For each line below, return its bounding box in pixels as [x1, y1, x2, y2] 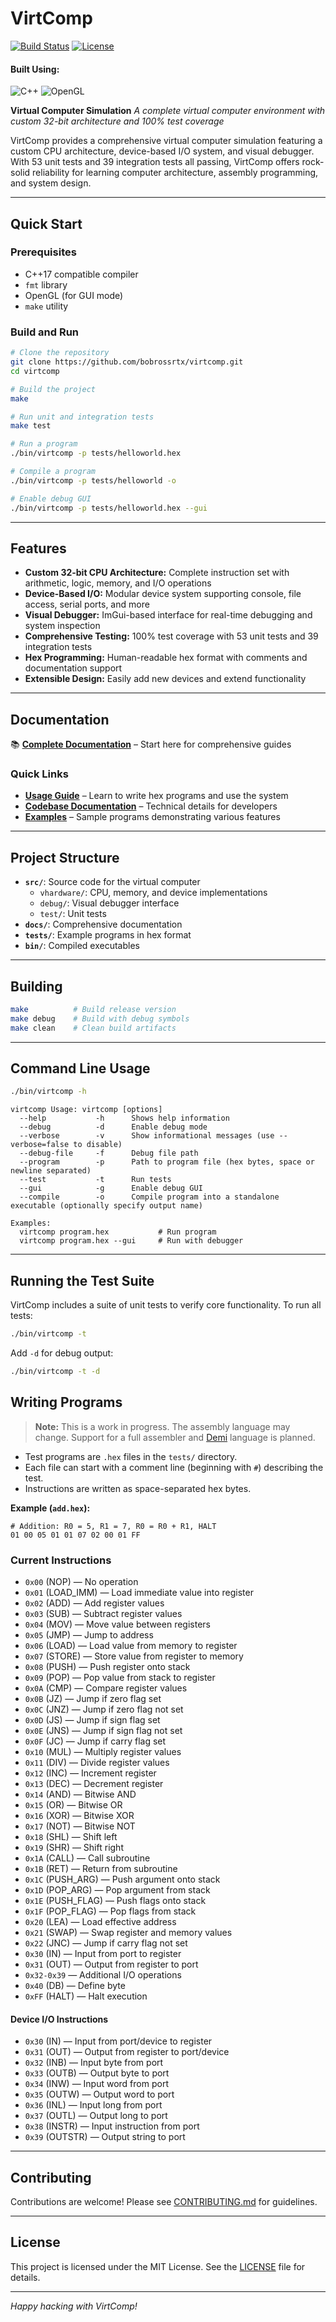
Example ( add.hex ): [10, 1502, 91, 1514]
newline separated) [10, 1166, 92, 1176]
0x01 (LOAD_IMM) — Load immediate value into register [24, 1587, 254, 1599]
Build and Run [10, 325, 80, 339]
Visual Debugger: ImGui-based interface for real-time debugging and [24, 609, 313, 621]
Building [10, 978, 63, 995]
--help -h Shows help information [19, 1113, 230, 1124]
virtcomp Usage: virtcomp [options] [10, 1105, 163, 1115]
